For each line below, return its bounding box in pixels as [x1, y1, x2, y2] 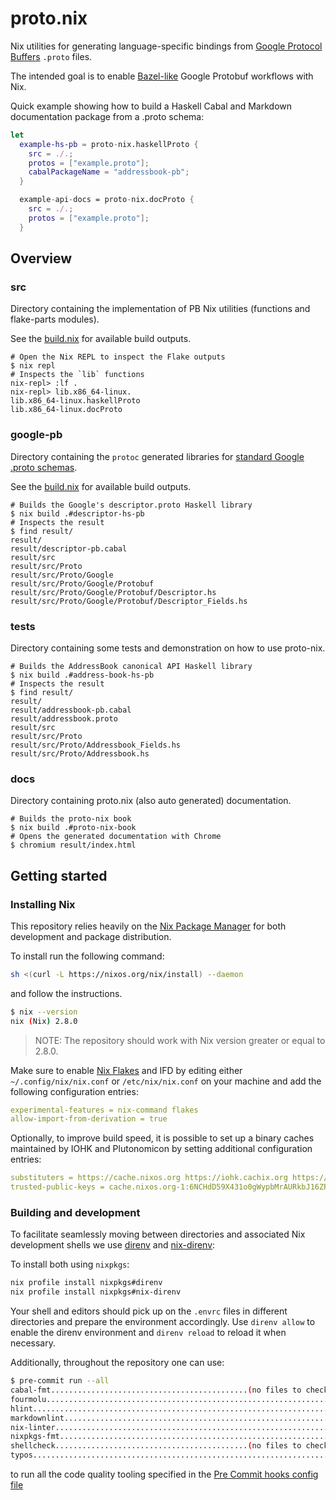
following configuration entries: [10, 1085, 139, 1097]
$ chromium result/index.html [10, 840, 137, 851]
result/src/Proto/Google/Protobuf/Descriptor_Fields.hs [10, 596, 248, 606]
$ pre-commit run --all [10, 1376, 110, 1386]
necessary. [10, 1337, 57, 1349]
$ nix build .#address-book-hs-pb [10, 670, 155, 680]
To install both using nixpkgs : [10, 1258, 130, 1271]
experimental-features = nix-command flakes [10, 1105, 199, 1115]
